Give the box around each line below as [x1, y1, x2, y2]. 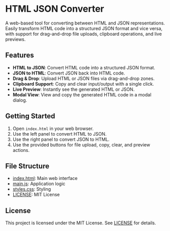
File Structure [5, 162, 49, 170]
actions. [12, 147, 30, 153]
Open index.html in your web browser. [12, 125, 94, 132]
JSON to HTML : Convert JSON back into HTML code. [12, 70, 125, 76]
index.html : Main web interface [12, 175, 78, 182]
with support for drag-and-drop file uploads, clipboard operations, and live [5, 31, 162, 37]
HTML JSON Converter [5, 3, 104, 15]
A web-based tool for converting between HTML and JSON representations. [5, 20, 165, 26]
